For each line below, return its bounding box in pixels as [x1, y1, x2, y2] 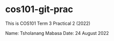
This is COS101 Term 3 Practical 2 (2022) [5, 20, 91, 26]
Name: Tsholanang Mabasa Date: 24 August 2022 [5, 30, 109, 36]
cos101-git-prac [5, 4, 74, 15]
